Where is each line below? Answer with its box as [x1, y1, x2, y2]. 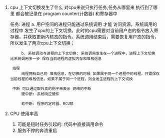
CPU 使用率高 [9, 110, 38, 116]
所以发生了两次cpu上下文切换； [9, 40, 75, 46]
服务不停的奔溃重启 [17, 127, 57, 133]
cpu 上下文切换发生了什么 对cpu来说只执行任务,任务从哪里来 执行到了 [9, 4, 153, 10]
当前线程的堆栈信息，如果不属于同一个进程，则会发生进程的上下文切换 [9, 76, 133, 81]
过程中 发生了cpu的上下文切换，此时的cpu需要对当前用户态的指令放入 [9, 27, 154, 33]
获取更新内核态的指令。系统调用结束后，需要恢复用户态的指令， [27, 34, 159, 39]
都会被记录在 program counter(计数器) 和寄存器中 [15, 10, 117, 16]
